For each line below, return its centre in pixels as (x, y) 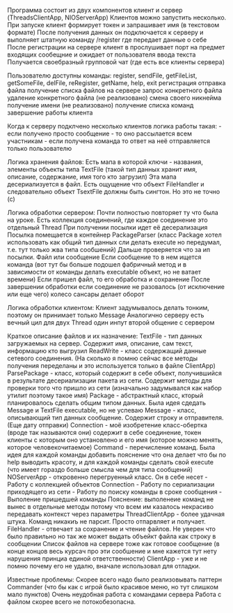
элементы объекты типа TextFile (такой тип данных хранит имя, (102, 169)
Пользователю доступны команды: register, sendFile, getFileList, (102, 75)
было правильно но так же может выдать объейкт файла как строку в (112, 536)
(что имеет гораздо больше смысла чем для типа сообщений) (100, 470)
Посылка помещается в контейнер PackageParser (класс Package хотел (114, 235)
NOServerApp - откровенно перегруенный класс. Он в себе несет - (107, 477)
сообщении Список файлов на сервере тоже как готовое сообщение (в (114, 544)
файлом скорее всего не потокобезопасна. (72, 602)
